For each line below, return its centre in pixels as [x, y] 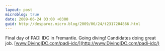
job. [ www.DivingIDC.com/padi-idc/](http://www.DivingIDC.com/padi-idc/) [82, 43]
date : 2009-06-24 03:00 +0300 [37, 19]
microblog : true [22, 14]
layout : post [19, 10]
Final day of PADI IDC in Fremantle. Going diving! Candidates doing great [80, 38]
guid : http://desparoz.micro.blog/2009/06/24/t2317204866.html [73, 24]
